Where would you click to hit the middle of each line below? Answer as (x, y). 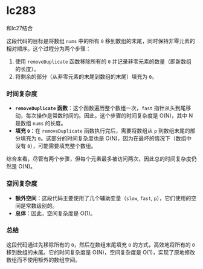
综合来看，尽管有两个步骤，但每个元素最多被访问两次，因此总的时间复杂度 (99, 159)
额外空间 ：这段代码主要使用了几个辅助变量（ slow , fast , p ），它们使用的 (103, 198)
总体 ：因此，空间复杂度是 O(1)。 (55, 213)
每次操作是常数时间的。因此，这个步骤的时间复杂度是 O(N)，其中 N (109, 116)
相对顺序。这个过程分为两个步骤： (49, 48)
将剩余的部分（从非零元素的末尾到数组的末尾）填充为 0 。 (86, 76)
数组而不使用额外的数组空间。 (43, 260)
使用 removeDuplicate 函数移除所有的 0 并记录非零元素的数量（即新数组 (103, 61)
